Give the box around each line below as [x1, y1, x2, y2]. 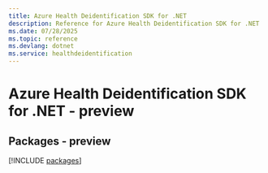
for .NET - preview [8, 102, 135, 120]
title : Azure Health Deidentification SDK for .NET [8, 11, 187, 20]
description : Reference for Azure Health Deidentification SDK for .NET [8, 19, 260, 28]
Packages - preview [8, 134, 111, 148]
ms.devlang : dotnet [8, 42, 75, 50]
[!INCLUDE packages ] [8, 156, 82, 165]
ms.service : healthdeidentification [8, 50, 132, 58]
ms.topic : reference [8, 34, 79, 43]
